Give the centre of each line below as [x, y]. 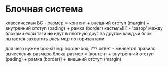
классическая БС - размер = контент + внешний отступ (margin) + [77, 23]
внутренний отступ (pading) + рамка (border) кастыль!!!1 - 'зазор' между [84, 28]
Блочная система [44, 9]
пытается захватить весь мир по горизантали [55, 39]
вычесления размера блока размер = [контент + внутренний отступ [79, 54]
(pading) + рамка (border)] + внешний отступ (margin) [63, 59]
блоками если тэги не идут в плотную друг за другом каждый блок [78, 33]
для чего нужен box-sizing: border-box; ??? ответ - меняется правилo [80, 48]
